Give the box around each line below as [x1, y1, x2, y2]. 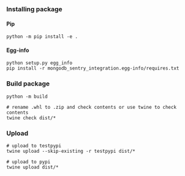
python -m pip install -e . [6, 34, 78, 40]
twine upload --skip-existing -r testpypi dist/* [6, 148, 136, 154]
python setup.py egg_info [6, 60, 72, 66]
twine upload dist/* [6, 164, 59, 170]
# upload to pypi [6, 158, 51, 165]
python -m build [6, 94, 48, 100]
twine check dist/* [6, 115, 56, 121]
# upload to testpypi [6, 142, 62, 148]
